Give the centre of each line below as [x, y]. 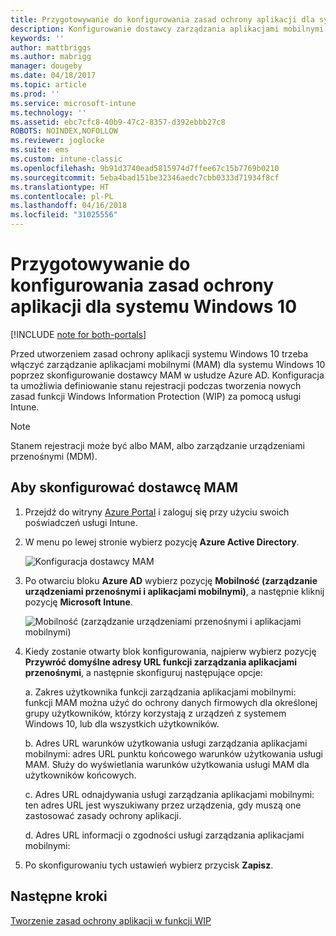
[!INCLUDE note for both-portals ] [78, 334]
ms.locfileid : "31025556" [64, 215]
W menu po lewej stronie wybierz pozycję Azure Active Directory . [162, 542]
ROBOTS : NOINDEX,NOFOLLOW [64, 131]
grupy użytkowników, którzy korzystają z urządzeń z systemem [155, 713]
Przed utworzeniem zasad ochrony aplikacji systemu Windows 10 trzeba [159, 353]
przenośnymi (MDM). [54, 456]
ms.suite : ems [40, 150]
